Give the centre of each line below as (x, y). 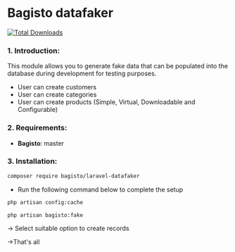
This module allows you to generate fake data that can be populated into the (118, 66)
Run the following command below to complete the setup (100, 189)
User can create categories (57, 95)
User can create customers (57, 87)
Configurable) (38, 110)
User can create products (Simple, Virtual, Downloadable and (106, 102)
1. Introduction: (34, 51)
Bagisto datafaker (61, 13)
